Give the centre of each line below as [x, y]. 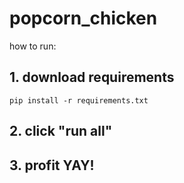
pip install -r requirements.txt [79, 100]
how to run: [33, 46]
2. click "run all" [61, 131]
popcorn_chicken [83, 18]
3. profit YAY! [52, 165]
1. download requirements [92, 77]
